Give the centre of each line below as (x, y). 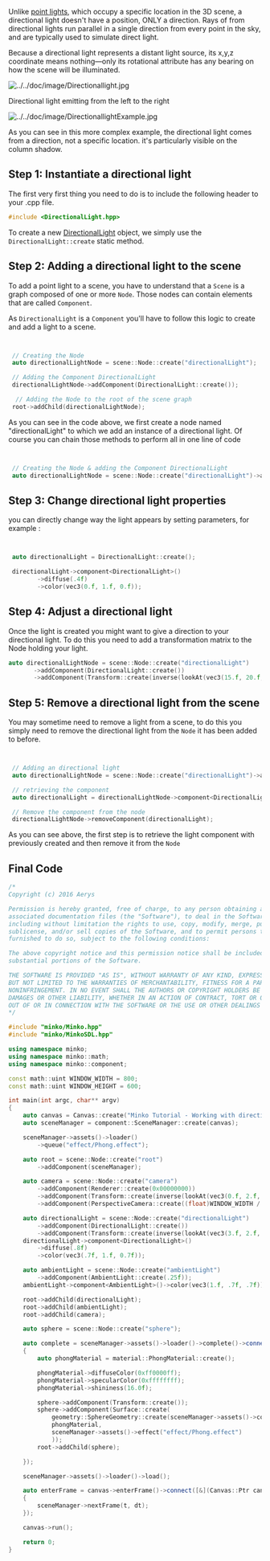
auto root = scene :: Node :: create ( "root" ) (93, 1159)
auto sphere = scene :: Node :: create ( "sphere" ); (102, 1329)
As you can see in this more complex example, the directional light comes (130, 132)
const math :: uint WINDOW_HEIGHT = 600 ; (75, 1086)
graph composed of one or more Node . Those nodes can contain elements (131, 294)
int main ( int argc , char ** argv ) (64, 1101)
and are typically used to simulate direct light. (84, 37)
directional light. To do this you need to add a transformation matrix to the (130, 640)
